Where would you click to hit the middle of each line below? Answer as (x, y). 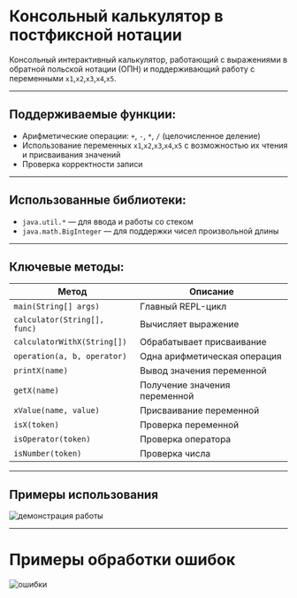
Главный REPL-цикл (183, 307)
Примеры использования (84, 494)
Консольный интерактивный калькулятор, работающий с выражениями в (148, 59)
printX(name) (41, 371)
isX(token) (36, 425)
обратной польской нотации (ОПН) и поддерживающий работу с (132, 69)
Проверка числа (175, 454)
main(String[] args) (57, 307)
